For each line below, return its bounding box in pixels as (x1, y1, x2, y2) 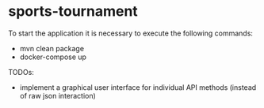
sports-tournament (8, 2, 139, 20)
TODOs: (8, 67, 34, 76)
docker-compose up (19, 52, 87, 61)
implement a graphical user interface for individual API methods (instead (19, 82, 257, 92)
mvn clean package (19, 43, 85, 53)
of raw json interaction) (19, 91, 97, 100)
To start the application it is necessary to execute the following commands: (8, 28, 254, 38)
